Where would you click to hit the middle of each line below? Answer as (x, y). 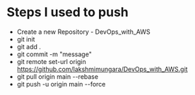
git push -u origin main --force (61, 84)
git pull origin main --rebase (58, 76)
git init (26, 39)
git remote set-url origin (51, 61)
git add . (29, 46)
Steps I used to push (67, 12)
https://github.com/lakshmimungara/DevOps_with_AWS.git (102, 69)
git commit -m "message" (54, 54)
